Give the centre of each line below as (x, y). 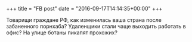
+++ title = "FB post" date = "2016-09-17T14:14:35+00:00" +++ (84, 9)
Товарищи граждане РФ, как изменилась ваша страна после (84, 20)
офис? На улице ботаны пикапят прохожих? (62, 33)
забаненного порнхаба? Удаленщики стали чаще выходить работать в (96, 26)
